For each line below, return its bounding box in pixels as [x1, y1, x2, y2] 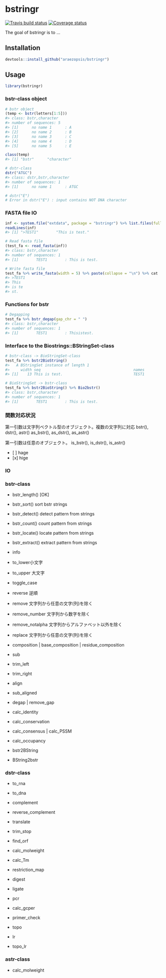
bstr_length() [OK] [12, 492, 49, 498]
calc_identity [12, 709, 39, 715]
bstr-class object [5, 95, 47, 102]
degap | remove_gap [12, 699, 54, 705]
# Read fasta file [5, 239, 43, 244]
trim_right [12, 671, 32, 677]
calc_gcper [12, 905, 36, 911]
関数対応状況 [5, 412, 36, 419]
